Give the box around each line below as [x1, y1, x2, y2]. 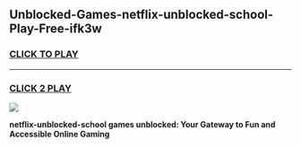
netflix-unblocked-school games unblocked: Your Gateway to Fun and [9, 118, 276, 129]
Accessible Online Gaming [9, 128, 110, 139]
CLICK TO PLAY [9, 48, 79, 61]
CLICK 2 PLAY [9, 82, 72, 94]
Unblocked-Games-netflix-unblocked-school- [9, 7, 274, 22]
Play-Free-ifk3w [9, 22, 103, 37]
